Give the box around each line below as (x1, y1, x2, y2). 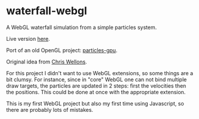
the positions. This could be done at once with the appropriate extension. (6, 88, 186, 95)
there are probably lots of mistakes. (6, 106, 94, 113)
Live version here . (6, 35, 51, 42)
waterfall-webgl (6, 4, 88, 18)
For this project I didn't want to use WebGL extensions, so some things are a (6, 69, 194, 76)
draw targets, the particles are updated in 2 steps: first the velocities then (6, 82, 186, 89)
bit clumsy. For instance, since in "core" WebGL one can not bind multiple (6, 76, 187, 83)
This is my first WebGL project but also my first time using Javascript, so (6, 99, 185, 107)
